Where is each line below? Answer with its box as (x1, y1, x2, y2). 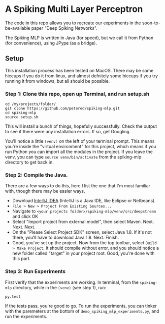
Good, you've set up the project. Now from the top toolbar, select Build (12, 240, 157, 246)
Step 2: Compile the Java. (5, 171, 68, 178)
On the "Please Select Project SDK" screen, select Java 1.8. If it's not (12, 229, 152, 235)
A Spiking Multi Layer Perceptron (5, 3, 143, 15)
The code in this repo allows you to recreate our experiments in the (5, 20, 141, 26)
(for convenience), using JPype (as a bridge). (5, 40, 97, 46)
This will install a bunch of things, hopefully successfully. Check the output (5, 123, 157, 129)
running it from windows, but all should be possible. (5, 78, 110, 84)
